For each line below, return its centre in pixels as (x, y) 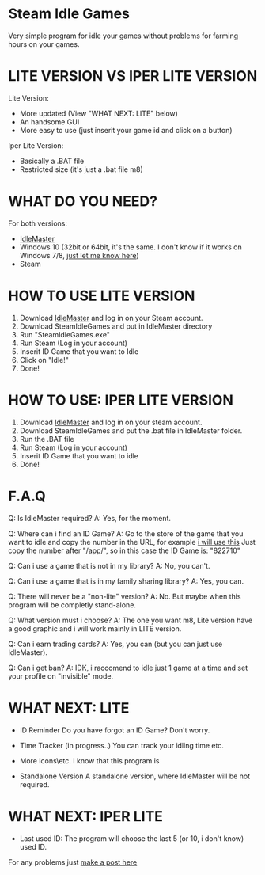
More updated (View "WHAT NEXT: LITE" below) (98, 113)
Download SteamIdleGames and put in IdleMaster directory (116, 326)
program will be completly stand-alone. (72, 605)
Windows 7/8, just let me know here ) (79, 255)
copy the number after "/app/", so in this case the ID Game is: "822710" (125, 550)
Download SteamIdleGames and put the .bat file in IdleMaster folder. (131, 430)
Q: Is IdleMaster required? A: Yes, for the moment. (90, 518)
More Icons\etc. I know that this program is (89, 760)
